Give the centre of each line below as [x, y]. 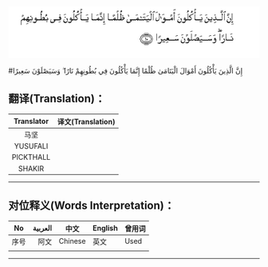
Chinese [72, 241]
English [105, 228]
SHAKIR [32, 168]
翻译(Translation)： [57, 98]
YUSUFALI [31, 146]
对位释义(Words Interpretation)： [92, 205]
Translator [31, 122]
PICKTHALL [31, 157]
